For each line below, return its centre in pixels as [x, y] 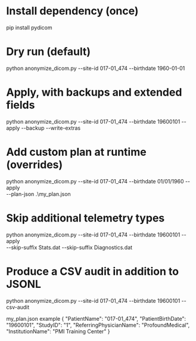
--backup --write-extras [51, 128]
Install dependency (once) [72, 11]
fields [21, 105]
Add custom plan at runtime [77, 152]
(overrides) [35, 165]
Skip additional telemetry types [85, 218]
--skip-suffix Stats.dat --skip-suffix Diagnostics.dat [69, 247]
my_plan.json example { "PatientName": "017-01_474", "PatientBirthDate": [96, 318]
